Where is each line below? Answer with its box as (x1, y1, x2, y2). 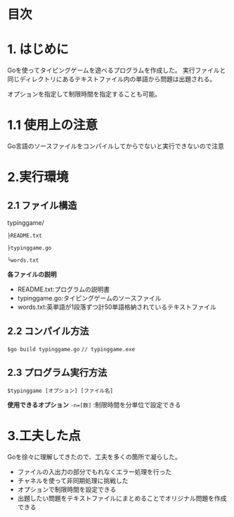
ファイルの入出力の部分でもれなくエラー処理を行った (17, 467, 172, 476)
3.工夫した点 (7, 427, 81, 444)
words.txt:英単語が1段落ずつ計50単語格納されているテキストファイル (17, 303, 216, 311)
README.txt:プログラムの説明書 (17, 285, 110, 293)
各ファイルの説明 (7, 270, 57, 279)
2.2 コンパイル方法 (7, 325, 89, 337)
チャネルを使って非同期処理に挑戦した (17, 476, 129, 485)
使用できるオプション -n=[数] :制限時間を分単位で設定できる (7, 400, 181, 409)
